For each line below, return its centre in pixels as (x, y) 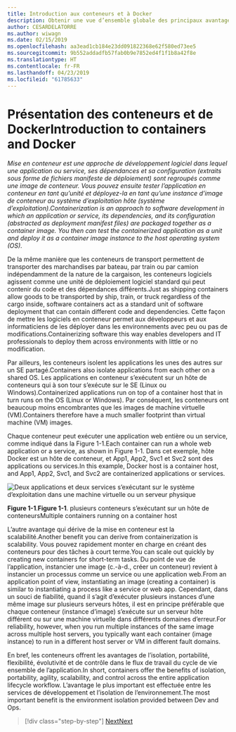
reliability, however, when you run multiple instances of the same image (111, 626)
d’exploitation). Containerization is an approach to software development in (116, 208)
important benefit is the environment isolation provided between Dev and (113, 700)
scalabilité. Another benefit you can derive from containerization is (103, 537)
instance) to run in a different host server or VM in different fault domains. (114, 642)
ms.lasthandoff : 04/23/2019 (48, 72)
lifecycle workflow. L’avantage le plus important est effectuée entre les (109, 685)
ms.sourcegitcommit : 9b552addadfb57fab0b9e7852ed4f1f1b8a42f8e (102, 53)
